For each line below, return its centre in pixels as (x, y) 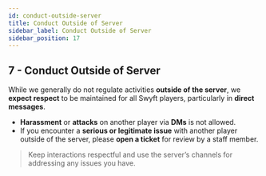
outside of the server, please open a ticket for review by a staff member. (139, 139)
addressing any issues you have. (81, 163)
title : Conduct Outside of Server (66, 23)
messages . (27, 107)
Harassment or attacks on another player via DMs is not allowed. (128, 122)
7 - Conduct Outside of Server (85, 70)
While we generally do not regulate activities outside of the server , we (125, 90)
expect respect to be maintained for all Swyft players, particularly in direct (131, 98)
